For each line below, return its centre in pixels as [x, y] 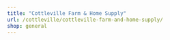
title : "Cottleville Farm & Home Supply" [67, 13]
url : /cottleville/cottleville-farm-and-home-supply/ [85, 20]
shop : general [27, 26]
